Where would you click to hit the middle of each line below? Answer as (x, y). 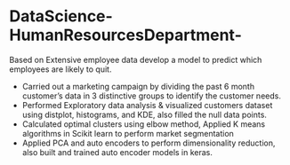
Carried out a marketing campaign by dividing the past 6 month (138, 86)
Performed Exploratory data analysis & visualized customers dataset (147, 105)
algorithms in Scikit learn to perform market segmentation (128, 133)
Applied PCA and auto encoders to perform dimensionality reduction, (149, 143)
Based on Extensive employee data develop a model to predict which (136, 59)
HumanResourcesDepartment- (125, 35)
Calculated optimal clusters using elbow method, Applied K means (143, 124)
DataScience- (61, 16)
